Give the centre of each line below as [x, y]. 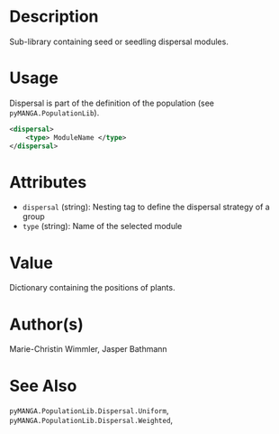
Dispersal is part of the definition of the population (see [112, 103]
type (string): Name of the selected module [102, 226]
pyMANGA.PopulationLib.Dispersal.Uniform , [89, 411]
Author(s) [46, 324]
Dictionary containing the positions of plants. [92, 288]
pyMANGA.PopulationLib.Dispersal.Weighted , [91, 420]
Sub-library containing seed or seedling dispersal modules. [119, 42]
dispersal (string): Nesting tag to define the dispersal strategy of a [146, 207]
